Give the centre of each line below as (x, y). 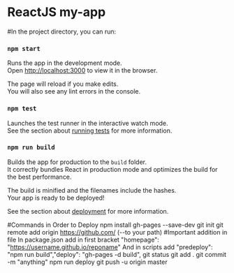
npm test (22, 109)
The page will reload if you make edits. (63, 84)
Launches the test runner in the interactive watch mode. (88, 123)
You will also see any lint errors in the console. (74, 91)
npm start (24, 49)
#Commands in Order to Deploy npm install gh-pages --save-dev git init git (115, 225)
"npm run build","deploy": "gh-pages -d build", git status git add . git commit (117, 254)
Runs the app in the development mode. (65, 63)
